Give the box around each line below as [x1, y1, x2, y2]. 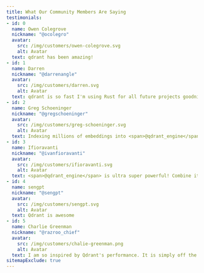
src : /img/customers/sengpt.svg [17, 201, 99, 207]
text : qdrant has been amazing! [12, 54, 94, 60]
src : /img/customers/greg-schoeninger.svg [17, 122, 126, 128]
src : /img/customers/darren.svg [17, 83, 99, 89]
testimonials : [6, 15, 42, 21]
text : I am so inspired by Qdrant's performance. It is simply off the [12, 252, 197, 258]
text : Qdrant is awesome [12, 212, 75, 219]
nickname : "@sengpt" [12, 190, 64, 196]
